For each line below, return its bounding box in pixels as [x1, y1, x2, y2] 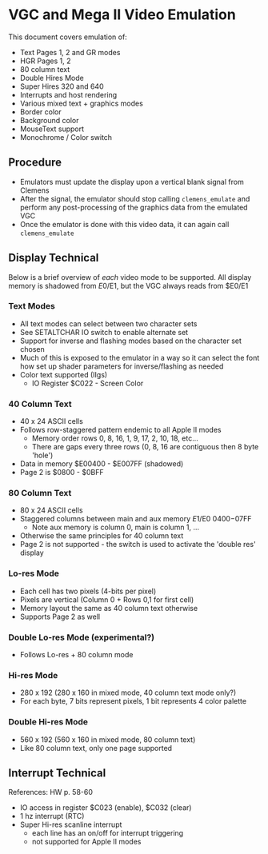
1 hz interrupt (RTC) [19, 812, 85, 821]
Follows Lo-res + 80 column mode [19, 650, 134, 660]
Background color [19, 115, 79, 125]
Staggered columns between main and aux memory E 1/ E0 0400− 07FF [19, 514, 252, 524]
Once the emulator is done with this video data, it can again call [19, 219, 230, 229]
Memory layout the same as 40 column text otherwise [19, 603, 198, 613]
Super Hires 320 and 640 [19, 82, 104, 91]
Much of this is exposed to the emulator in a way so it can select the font [19, 353, 260, 362]
